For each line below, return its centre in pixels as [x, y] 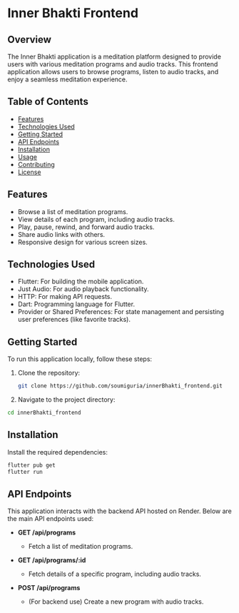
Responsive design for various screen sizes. [82, 242]
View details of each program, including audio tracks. [96, 219]
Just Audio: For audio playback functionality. [83, 289]
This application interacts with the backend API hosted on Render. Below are [119, 511]
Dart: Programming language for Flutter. [76, 304]
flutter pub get [31, 465]
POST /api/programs [49, 588]
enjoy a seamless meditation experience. [67, 79]
